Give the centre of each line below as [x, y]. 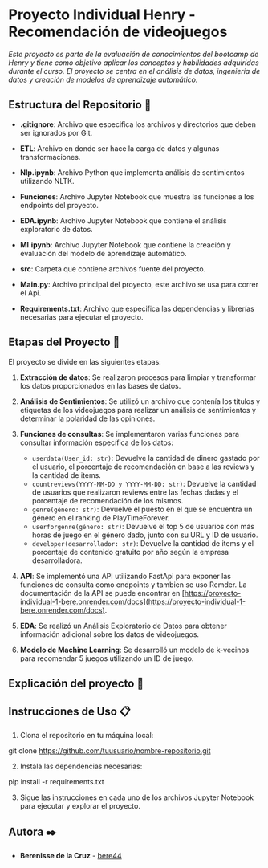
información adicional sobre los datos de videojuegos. [109, 634]
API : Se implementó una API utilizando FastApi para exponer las [125, 576]
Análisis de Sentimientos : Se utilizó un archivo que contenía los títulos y [140, 401]
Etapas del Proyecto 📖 [64, 342]
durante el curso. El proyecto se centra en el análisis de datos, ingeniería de [134, 71]
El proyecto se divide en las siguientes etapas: [85, 361]
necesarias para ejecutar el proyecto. [81, 317]
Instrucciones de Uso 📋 [69, 712]
